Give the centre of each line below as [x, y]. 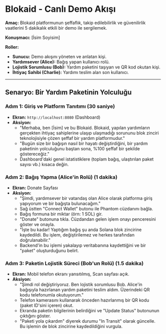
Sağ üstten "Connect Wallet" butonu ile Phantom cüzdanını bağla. [86, 208]
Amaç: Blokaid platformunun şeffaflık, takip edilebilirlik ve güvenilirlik [75, 23]
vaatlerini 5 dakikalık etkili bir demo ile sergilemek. [56, 28]
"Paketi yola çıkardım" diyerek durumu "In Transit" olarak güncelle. [87, 321]
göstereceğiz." [35, 154]
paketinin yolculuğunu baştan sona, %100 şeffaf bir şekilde [80, 148]
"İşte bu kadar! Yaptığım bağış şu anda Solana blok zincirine [81, 230]
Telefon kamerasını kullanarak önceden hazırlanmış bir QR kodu [84, 300]
